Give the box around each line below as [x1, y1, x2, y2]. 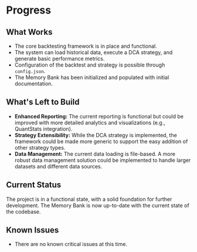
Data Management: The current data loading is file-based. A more [14, 150, 176, 157]
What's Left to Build [6, 97, 80, 107]
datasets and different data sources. [14, 163, 103, 170]
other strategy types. [14, 144, 66, 151]
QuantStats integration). [14, 125, 73, 132]
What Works [6, 27, 53, 37]
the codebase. [6, 208, 41, 215]
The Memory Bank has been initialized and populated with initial [14, 74, 169, 81]
